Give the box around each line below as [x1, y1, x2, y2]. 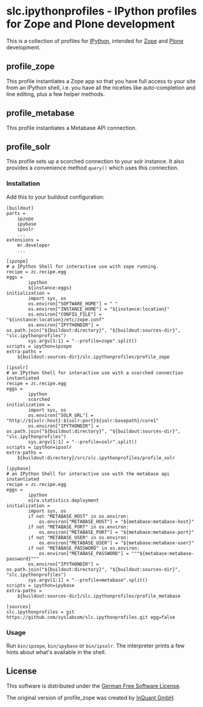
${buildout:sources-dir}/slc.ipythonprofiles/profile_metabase [17, 593, 181, 599]
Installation [6, 179, 41, 188]
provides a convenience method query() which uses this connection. [6, 164, 179, 171]
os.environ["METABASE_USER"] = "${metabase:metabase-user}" [38, 539, 194, 546]
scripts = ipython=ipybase [6, 582, 75, 589]
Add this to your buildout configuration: [6, 193, 105, 200]
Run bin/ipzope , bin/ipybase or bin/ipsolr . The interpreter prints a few [6, 642, 185, 649]
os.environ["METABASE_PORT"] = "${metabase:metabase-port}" [38, 529, 194, 535]
